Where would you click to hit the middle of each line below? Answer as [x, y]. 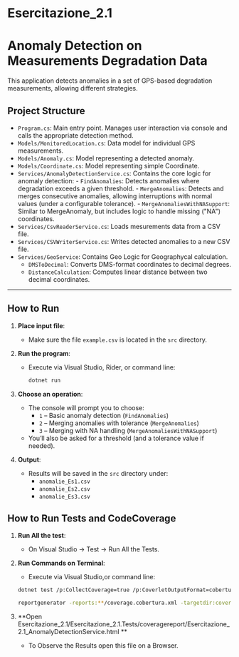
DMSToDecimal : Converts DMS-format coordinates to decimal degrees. [129, 264]
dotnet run [44, 380]
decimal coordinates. [59, 279]
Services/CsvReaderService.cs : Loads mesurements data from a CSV [119, 226]
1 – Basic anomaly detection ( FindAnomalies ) [104, 415]
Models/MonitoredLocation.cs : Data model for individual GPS [106, 143]
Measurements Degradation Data [107, 61]
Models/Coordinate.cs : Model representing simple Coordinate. [108, 165]
